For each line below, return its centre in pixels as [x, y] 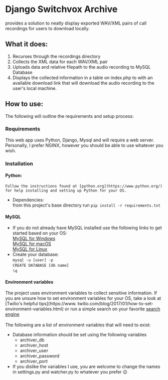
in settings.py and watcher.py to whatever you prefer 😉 [70, 372]
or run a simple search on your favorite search [113, 309]
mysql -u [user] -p [33, 260]
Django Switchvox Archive [61, 9]
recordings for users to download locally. [48, 28]
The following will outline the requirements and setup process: [69, 116]
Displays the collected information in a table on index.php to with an [82, 77]
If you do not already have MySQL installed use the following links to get [87, 228]
